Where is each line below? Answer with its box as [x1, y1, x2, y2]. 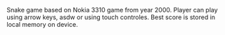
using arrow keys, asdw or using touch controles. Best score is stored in [6, 13, 216, 21]
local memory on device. [6, 21, 79, 28]
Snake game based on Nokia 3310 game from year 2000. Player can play [6, 6, 219, 14]
